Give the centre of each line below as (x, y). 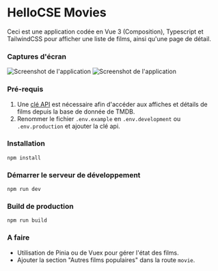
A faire (18, 237)
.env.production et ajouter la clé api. (69, 126)
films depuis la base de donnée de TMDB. (76, 112)
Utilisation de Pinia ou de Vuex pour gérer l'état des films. (98, 253)
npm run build (27, 220)
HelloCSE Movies (57, 13)
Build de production (40, 207)
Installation (26, 144)
